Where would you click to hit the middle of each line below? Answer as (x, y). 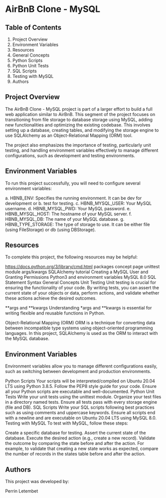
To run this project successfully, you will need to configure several (73, 183)
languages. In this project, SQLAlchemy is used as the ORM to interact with (82, 333)
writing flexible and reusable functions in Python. (55, 313)
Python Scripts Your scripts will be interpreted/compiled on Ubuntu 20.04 (80, 381)
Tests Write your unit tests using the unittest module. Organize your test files (83, 397)
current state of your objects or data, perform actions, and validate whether (82, 293)
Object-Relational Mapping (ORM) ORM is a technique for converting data (80, 323)
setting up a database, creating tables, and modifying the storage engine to (82, 130)
